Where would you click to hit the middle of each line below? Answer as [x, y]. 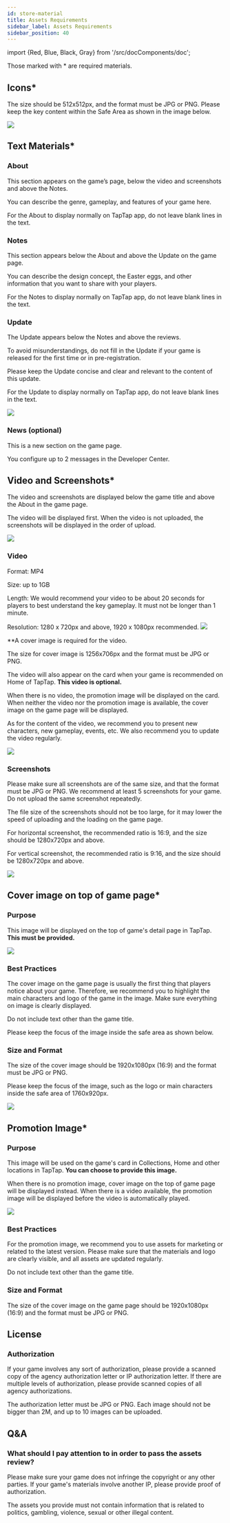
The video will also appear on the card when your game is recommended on [115, 674]
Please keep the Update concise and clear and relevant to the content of [110, 371]
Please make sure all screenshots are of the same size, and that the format [113, 784]
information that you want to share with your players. [82, 283]
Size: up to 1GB [29, 584]
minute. [18, 613]
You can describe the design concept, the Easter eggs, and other [100, 277]
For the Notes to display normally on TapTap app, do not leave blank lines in [114, 297]
